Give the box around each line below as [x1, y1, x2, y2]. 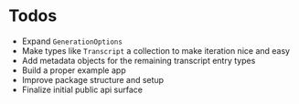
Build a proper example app [21, 65, 126, 76]
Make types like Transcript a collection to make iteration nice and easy [21, 45, 290, 56]
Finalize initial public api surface [21, 84, 144, 95]
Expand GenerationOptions [21, 36, 123, 47]
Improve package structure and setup [21, 74, 165, 85]
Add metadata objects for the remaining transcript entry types [21, 55, 256, 66]
